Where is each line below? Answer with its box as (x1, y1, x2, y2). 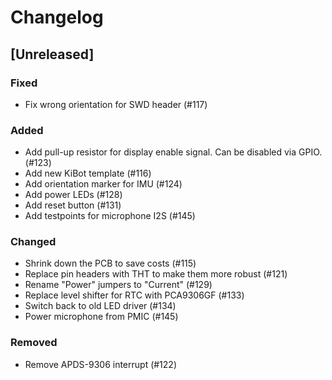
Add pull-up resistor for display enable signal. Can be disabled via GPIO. (24, 146, 323, 158)
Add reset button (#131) (24, 199, 122, 211)
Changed (10, 235, 57, 249)
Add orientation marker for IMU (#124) (24, 178, 183, 190)
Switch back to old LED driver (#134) (24, 300, 177, 312)
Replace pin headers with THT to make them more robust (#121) (24, 268, 288, 280)
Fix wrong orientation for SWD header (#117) (24, 98, 208, 110)
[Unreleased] (10, 46, 95, 63)
